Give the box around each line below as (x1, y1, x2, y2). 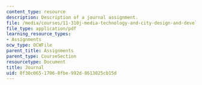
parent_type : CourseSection (6, 53, 77, 59)
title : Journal (6, 64, 44, 71)
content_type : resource (6, 8, 66, 15)
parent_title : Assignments (6, 48, 74, 54)
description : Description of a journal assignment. (6, 14, 138, 20)
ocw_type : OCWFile (6, 42, 52, 48)
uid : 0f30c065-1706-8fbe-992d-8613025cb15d (6, 70, 117, 76)
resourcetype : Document (6, 59, 66, 65)
